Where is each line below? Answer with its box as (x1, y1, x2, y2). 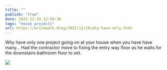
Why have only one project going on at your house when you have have (5, 39, 153, 45)
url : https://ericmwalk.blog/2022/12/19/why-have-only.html (5, 26, 133, 31)
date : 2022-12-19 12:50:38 (5, 16, 61, 21)
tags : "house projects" (5, 21, 55, 26)
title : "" (5, 7, 26, 12)
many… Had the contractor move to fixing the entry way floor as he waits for (5, 45, 162, 51)
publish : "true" (5, 12, 39, 17)
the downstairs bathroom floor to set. (5, 50, 82, 56)
